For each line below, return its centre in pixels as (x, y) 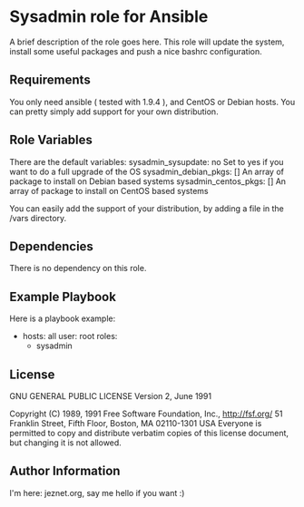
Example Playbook (63, 297)
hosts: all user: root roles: (70, 336)
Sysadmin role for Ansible (109, 17)
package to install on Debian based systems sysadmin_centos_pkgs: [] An (148, 181)
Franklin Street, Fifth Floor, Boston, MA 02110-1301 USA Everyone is (136, 423)
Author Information (65, 471)
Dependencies (51, 246)
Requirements (50, 80)
